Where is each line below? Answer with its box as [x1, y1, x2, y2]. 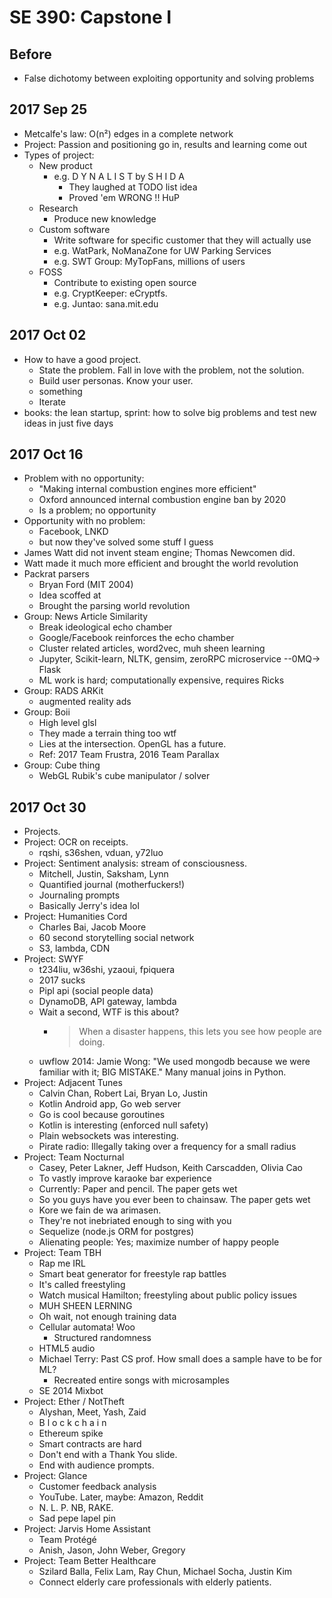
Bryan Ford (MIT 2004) [38, 579, 134, 591]
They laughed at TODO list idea [68, 181, 198, 193]
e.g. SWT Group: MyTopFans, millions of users [53, 255, 246, 267]
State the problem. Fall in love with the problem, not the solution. [38, 364, 305, 376]
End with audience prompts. [38, 1459, 155, 1471]
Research [38, 202, 79, 214]
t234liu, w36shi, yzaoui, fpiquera [38, 964, 176, 976]
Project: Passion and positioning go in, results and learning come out [23, 138, 307, 150]
